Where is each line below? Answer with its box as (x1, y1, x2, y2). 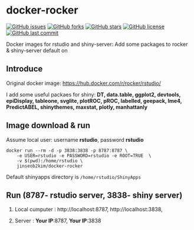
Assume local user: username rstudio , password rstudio (6, 136, 144, 143)
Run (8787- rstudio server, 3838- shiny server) (6, 190, 183, 200)
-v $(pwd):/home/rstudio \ (17, 158, 83, 164)
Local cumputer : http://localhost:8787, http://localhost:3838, (14, 206, 163, 213)
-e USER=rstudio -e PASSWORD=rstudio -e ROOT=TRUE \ (17, 152, 152, 159)
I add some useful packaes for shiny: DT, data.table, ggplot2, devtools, (6, 91, 181, 98)
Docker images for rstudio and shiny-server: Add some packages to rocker (6, 41, 188, 48)
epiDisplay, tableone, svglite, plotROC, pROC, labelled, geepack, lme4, (6, 97, 182, 104)
